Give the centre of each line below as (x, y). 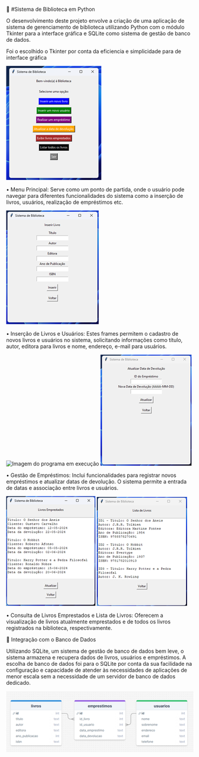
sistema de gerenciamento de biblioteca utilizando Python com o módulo (95, 27)
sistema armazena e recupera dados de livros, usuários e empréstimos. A (96, 657)
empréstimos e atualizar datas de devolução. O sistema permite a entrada (97, 482)
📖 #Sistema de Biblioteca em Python (50, 9)
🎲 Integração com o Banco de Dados (51, 640)
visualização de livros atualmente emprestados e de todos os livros (89, 622)
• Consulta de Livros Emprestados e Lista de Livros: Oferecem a (85, 615)
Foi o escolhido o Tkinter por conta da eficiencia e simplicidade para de (94, 51)
